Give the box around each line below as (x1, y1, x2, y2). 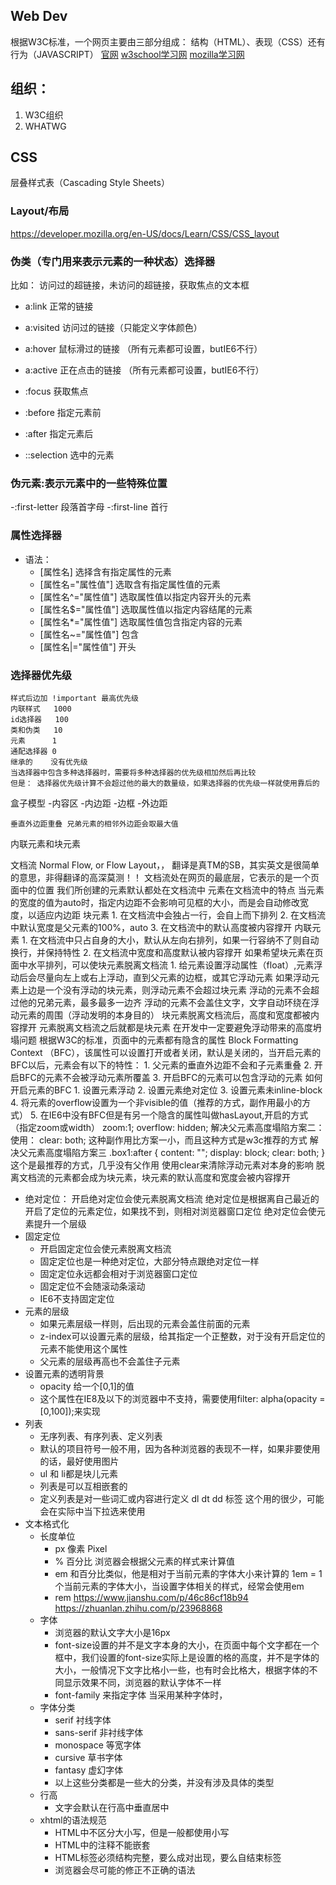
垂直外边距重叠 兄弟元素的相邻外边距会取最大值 (10, 819, 179, 829)
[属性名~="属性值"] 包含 (39, 628, 140, 640)
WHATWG (24, 120, 67, 132)
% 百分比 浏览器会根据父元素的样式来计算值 (54, 1555, 236, 1567)
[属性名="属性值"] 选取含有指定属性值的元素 (39, 578, 222, 590)
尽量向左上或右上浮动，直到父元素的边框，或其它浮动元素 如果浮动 (36, 971, 311, 983)
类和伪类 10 (10, 725, 63, 735)
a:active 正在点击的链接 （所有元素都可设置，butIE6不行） (24, 364, 265, 376)
